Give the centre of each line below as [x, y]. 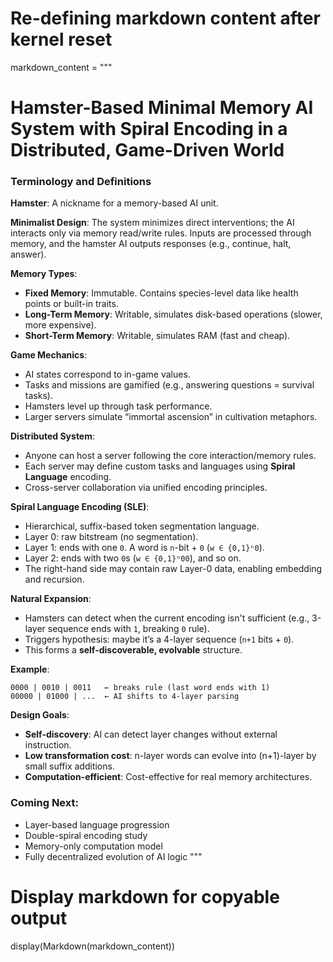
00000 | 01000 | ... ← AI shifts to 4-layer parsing [125, 697]
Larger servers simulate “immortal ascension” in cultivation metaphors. [171, 417]
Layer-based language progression [97, 824]
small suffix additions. [69, 766]
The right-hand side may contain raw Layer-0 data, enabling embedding [173, 569]
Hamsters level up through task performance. [118, 406]
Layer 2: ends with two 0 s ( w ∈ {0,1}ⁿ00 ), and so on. [133, 558]
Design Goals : [40, 715]
